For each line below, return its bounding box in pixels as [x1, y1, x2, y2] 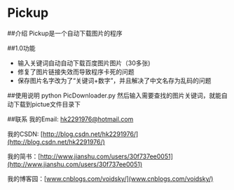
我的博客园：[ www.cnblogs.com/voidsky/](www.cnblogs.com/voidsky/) [7, 174, 214, 183]
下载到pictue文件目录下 [13, 100, 81, 108]
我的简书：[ [7, 152, 41, 161]
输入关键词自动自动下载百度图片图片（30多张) [17, 58, 151, 67]
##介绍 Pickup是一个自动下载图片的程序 [7, 29, 123, 37]
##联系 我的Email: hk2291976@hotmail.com [7, 114, 134, 123]
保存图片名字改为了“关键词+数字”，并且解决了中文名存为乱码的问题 [17, 76, 212, 85]
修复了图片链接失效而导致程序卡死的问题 [17, 67, 135, 76]
